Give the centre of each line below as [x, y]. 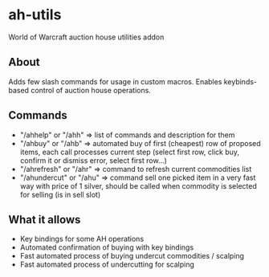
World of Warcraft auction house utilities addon [86, 37]
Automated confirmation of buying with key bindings [107, 247]
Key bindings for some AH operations [82, 239]
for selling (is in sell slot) [60, 194]
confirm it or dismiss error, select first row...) [93, 160]
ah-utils [35, 15]
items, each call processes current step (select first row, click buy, [129, 152]
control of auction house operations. [91, 90]
